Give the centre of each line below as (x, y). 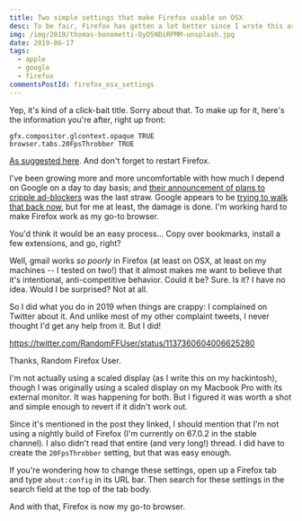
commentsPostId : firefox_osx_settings (82, 84)
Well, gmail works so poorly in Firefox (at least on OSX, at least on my (138, 260)
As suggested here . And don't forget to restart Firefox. (110, 160)
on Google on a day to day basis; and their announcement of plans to (137, 187)
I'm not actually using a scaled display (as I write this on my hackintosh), (143, 377)
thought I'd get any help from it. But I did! (85, 325)
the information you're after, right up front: (88, 119)
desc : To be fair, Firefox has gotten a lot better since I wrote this (146, 26)
